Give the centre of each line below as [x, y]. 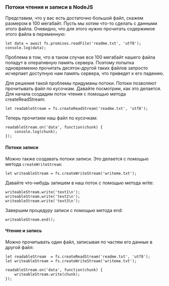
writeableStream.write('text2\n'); [43, 196]
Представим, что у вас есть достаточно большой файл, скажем [74, 18]
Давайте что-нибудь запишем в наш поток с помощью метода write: [80, 183]
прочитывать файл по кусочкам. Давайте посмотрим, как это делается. [83, 89]
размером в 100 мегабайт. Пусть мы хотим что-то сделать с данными [81, 23]
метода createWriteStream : [34, 164]
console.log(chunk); [36, 132]
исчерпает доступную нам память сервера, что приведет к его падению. [85, 73]
